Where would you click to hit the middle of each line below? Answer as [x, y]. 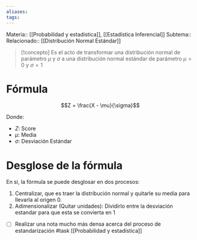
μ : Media [26, 135]
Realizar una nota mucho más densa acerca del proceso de [88, 224]
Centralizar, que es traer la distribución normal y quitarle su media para [102, 193]
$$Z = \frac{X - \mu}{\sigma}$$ [100, 106]
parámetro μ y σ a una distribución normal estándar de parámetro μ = [106, 59]
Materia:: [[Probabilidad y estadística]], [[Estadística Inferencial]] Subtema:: [99, 34]
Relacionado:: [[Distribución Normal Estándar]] [64, 41]
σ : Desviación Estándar [43, 141]
